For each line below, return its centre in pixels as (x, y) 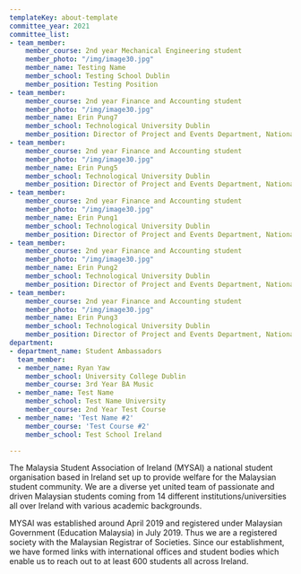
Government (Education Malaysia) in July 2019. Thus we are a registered (143, 533)
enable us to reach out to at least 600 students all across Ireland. (129, 561)
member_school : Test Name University (96, 401)
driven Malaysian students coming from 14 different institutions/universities (148, 496)
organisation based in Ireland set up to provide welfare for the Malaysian (143, 477)
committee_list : (39, 34)
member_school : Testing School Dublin (98, 76)
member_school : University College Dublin (106, 376)
